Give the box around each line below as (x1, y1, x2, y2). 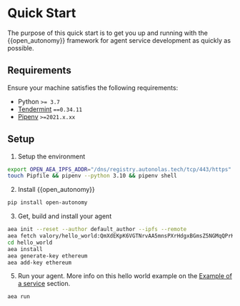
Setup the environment (17, 152, 86, 160)
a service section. (17, 280, 71, 288)
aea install (7, 245, 43, 253)
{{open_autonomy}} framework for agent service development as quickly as (7, 36, 231, 44)
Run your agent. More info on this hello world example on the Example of (17, 272, 232, 280)
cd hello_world (7, 239, 53, 246)
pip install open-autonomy (7, 199, 88, 206)
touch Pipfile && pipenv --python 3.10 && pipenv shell (7, 173, 177, 180)
